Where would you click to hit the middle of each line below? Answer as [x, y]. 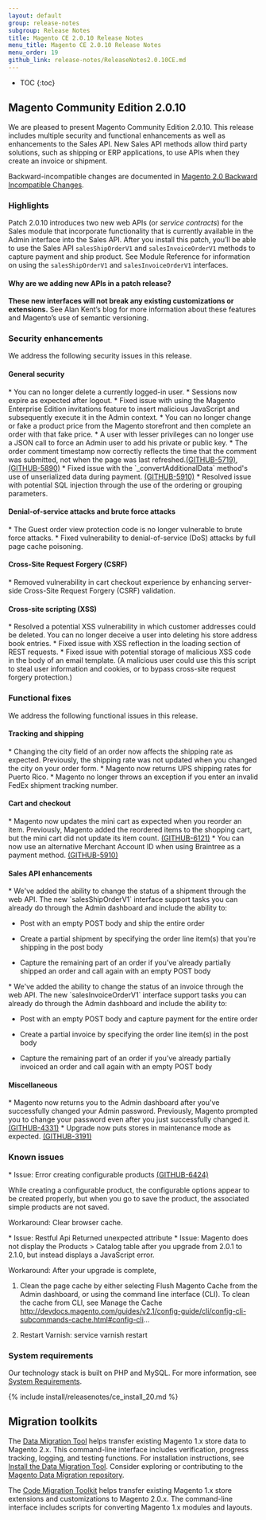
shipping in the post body [62, 947]
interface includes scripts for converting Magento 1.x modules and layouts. [130, 1507]
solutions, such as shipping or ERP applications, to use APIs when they [124, 152]
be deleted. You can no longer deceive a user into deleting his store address [133, 635]
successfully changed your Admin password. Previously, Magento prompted [133, 1111]
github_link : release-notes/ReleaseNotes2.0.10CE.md [97, 61]
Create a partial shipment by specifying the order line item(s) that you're [138, 939]
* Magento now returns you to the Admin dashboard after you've [114, 1103]
